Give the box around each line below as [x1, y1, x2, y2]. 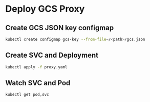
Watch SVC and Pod [5, 79, 71, 87]
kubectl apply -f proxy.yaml [5, 64, 68, 69]
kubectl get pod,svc [5, 92, 50, 97]
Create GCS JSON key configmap [5, 23, 114, 32]
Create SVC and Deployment [5, 51, 99, 60]
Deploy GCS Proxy [5, 3, 85, 15]
